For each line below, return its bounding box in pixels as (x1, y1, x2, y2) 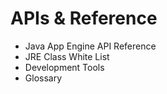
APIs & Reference (10, 7, 158, 30)
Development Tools (24, 61, 105, 73)
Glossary (24, 72, 63, 84)
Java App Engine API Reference (24, 40, 157, 52)
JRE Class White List (24, 50, 110, 62)
